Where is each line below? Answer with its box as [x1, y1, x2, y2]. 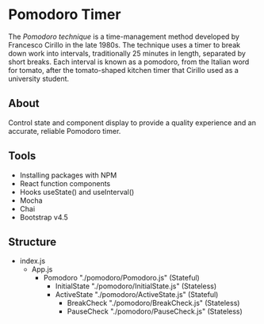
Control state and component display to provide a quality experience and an [8, 117, 256, 128]
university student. [8, 74, 70, 83]
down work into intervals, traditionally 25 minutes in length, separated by [8, 48, 246, 58]
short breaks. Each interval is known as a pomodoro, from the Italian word [8, 57, 250, 67]
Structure [8, 235, 57, 249]
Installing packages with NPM [19, 170, 117, 180]
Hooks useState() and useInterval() [19, 187, 135, 196]
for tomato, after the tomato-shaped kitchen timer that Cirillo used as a [8, 65, 239, 74]
